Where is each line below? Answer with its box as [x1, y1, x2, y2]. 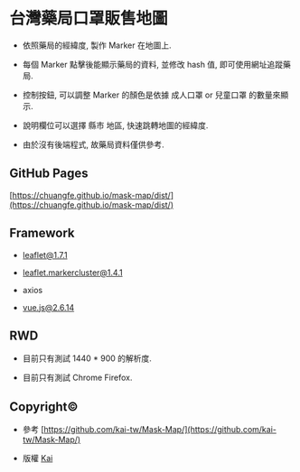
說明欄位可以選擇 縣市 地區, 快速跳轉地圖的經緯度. [22, 119, 209, 131]
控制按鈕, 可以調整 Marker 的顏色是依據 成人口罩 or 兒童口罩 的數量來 [22, 89, 281, 100]
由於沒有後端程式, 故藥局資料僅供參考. [22, 139, 164, 150]
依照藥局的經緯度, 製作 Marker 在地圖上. [22, 40, 172, 51]
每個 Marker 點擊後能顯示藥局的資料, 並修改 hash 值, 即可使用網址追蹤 [22, 59, 284, 69]
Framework [9, 226, 75, 241]
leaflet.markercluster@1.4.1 [22, 267, 124, 278]
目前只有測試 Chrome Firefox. [22, 372, 133, 384]
